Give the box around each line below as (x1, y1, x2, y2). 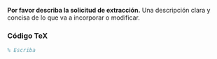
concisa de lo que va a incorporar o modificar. (7, 13, 140, 22)
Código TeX (7, 31, 48, 41)
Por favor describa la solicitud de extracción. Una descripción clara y (7, 6, 211, 14)
